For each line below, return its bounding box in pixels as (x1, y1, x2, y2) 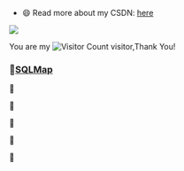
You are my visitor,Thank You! (9, 42, 176, 51)
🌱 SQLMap (9, 63, 53, 75)
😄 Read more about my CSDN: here (21, 8, 154, 18)
